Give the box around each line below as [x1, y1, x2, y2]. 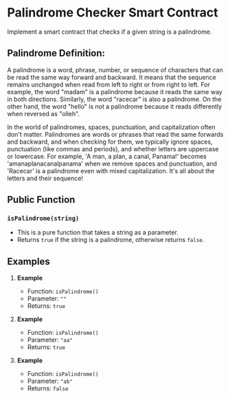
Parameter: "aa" [27, 335, 73, 344]
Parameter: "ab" [27, 377, 73, 386]
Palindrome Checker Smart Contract [7, 5, 218, 21]
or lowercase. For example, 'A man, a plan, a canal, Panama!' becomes [7, 152, 207, 160]
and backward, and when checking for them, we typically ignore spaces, [7, 137, 213, 146]
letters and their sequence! [7, 174, 84, 182]
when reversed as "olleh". [7, 109, 80, 118]
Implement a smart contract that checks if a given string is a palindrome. [7, 27, 212, 36]
